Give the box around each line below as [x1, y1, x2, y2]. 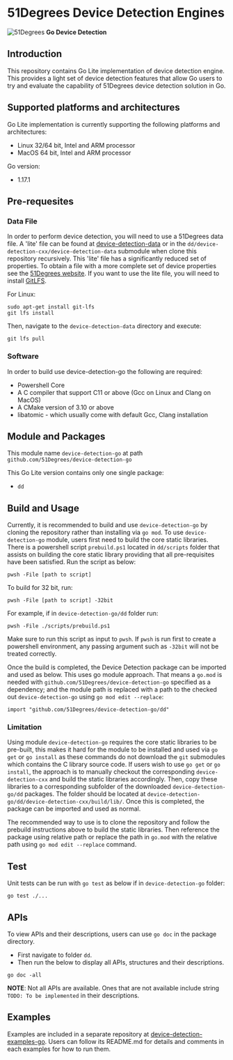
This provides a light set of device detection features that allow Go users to [7, 74, 223, 82]
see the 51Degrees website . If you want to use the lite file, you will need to [7, 270, 220, 278]
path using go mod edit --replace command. [7, 841, 137, 849]
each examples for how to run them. [7, 1045, 111, 1053]
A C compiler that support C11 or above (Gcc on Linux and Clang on [17, 388, 211, 396]
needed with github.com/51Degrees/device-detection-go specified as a [7, 678, 211, 687]
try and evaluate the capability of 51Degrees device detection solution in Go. [7, 81, 226, 90]
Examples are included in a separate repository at [7, 1029, 150, 1038]
